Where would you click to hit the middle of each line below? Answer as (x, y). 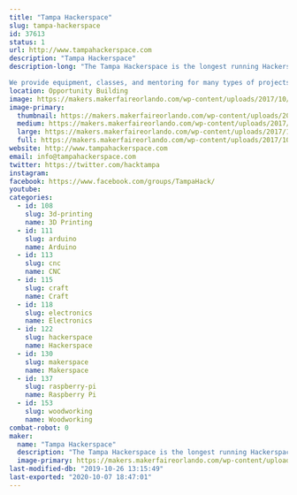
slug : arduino (51, 239)
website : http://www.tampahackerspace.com (88, 148)
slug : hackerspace (59, 338)
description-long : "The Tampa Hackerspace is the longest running (134, 67)
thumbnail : (37, 116)
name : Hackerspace (59, 346)
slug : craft (47, 288)
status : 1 (27, 42)
